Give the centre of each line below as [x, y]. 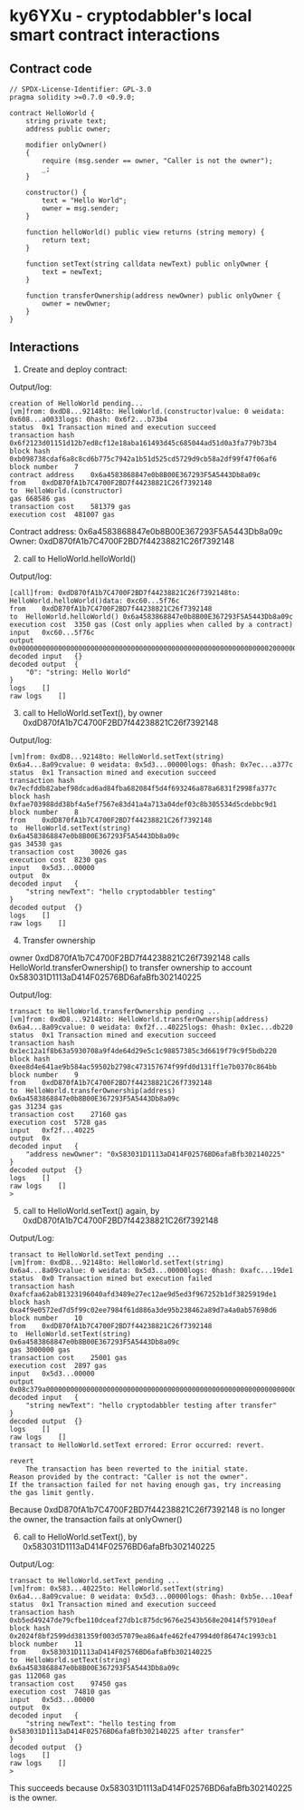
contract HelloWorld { [52, 113]
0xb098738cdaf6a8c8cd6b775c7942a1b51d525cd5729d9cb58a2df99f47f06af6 [143, 459]
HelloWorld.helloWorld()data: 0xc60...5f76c [95, 601]
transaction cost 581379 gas [70, 506]
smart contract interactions [114, 35]
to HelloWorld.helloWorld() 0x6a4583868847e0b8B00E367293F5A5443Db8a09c [152, 616]
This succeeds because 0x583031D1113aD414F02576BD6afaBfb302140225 [151, 1787]
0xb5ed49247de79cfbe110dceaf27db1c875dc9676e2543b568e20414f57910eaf [143, 1620]
